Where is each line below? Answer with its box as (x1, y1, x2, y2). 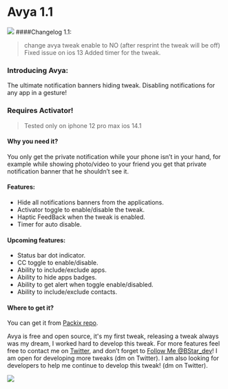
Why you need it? (7, 137, 59, 145)
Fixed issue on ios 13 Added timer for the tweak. (23, 48, 161, 56)
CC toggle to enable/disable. (17, 259, 99, 267)
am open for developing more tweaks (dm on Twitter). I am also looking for (7, 354, 219, 362)
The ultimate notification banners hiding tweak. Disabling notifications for (7, 81, 216, 90)
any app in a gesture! (7, 89, 68, 97)
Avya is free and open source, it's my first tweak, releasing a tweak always (7, 332, 219, 341)
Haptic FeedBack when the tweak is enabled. (17, 213, 146, 221)
